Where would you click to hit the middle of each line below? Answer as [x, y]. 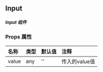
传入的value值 [78, 61]
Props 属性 [19, 37]
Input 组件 [16, 22]
